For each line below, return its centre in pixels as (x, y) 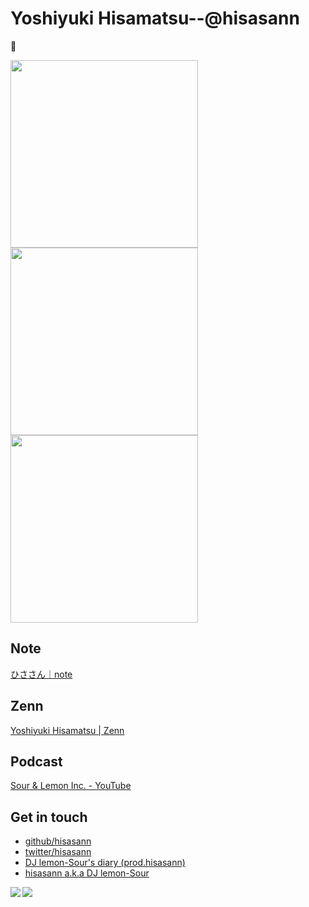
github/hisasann (58, 841)
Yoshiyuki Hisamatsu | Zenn (67, 730)
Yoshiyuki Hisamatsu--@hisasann (155, 18)
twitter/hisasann (58, 852)
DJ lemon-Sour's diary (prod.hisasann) (105, 863)
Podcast (36, 761)
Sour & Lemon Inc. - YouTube (71, 786)
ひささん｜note (41, 674)
